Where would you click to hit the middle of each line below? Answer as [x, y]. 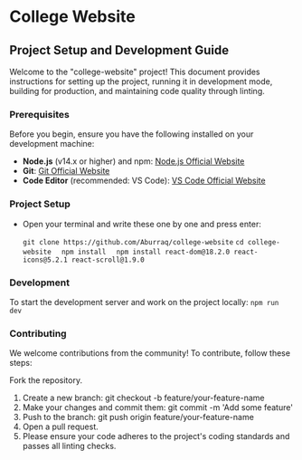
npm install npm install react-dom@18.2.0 [146, 252]
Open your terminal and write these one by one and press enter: [142, 224]
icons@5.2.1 [45, 260]
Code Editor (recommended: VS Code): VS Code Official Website [144, 181]
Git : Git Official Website [66, 171]
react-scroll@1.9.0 [108, 260]
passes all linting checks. [69, 446]
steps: [21, 363]
